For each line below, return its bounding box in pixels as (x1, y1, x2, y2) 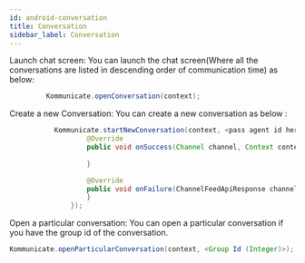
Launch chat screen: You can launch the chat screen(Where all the (9, 55, 259, 66)
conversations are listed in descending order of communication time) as (9, 64, 279, 75)
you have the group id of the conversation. (9, 228, 169, 239)
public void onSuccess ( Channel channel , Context (86, 142, 274, 151)
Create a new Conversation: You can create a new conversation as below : (9, 108, 288, 119)
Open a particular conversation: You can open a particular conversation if (9, 218, 284, 229)
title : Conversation (9, 22, 88, 31)
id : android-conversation (9, 13, 107, 23)
